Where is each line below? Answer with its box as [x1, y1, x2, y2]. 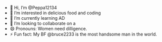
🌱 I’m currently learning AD [9, 15, 65, 21]
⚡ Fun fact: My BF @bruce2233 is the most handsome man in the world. [9, 31, 157, 37]
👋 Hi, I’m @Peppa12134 [9, 5, 57, 10]
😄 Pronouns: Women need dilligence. [9, 26, 87, 32]
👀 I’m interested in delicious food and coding [9, 10, 101, 16]
